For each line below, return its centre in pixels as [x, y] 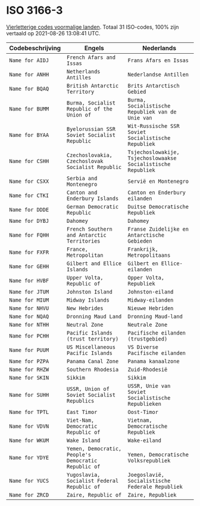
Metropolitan [85, 255]
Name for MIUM [29, 300]
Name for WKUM [29, 440]
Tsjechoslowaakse [152, 158]
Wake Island [83, 440]
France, [77, 249]
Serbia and [82, 178]
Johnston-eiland [151, 292]
